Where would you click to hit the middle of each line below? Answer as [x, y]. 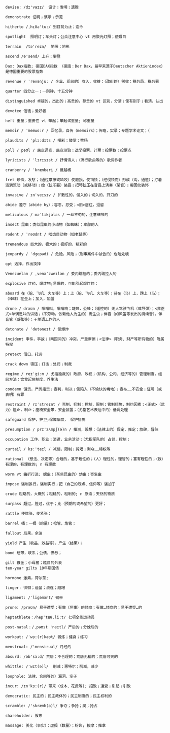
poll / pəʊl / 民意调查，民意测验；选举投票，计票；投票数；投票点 [69, 150]
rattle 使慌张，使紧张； [28, 514]
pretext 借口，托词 [24, 354]
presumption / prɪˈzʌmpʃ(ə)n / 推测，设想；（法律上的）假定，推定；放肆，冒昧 [82, 429]
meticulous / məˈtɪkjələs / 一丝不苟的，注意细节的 [57, 215]
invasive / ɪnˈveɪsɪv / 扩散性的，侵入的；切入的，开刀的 [62, 195]
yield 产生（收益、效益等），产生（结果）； [44, 543]
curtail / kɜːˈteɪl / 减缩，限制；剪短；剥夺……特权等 [58, 449]
